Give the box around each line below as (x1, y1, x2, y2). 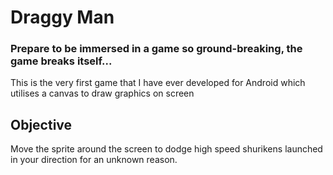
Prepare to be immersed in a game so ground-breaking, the (10, 42, 303, 56)
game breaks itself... (10, 54, 113, 68)
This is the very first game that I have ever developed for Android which (10, 77, 306, 89)
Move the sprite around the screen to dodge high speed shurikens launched (10, 143, 323, 155)
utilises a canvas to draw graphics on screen (10, 87, 195, 100)
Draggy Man (10, 6, 115, 29)
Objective (10, 116, 73, 133)
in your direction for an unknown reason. (10, 154, 178, 166)
